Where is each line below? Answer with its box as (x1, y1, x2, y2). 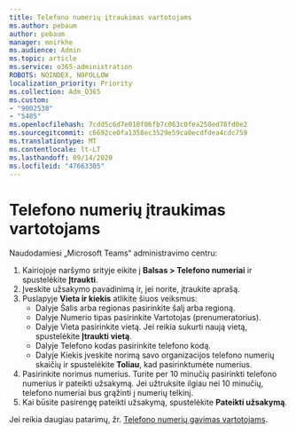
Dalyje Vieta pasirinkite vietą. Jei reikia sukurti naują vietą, (35, 321, 248, 333)
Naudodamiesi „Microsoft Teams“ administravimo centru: (9, 248, 218, 258)
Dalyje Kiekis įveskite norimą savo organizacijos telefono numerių (35, 350, 275, 360)
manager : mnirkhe (9, 37, 74, 47)
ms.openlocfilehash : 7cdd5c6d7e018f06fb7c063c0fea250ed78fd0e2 (9, 121, 248, 130)
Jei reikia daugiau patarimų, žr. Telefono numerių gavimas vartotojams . (9, 414, 269, 425)
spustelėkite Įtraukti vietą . (35, 331, 132, 342)
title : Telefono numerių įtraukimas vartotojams (9, 12, 192, 22)
